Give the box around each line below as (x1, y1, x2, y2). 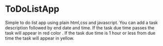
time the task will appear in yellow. (5, 35, 74, 41)
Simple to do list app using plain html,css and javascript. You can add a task (5, 20, 158, 25)
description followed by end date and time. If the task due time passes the (5, 24, 155, 30)
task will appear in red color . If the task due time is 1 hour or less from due (5, 30, 156, 36)
